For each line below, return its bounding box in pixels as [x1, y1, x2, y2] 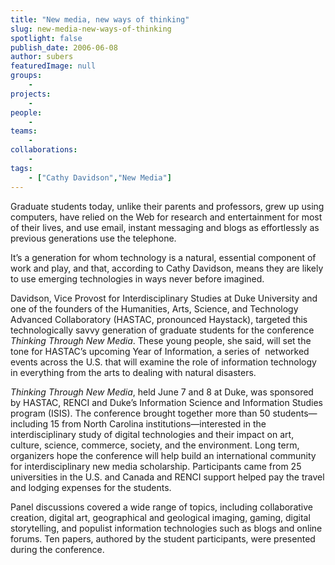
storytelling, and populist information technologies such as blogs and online [10, 522, 323, 534]
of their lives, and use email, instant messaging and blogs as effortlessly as [10, 221, 320, 233]
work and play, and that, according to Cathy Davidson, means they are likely [10, 262, 324, 274]
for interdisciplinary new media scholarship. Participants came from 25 [10, 460, 302, 472]
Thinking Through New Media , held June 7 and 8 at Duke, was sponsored [10, 386, 314, 398]
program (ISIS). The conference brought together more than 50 [10, 407, 271, 419]
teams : [10, 126, 38, 136]
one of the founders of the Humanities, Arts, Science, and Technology [10, 302, 299, 315]
